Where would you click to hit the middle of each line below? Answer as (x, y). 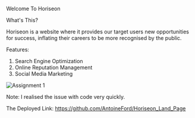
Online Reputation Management (54, 67)
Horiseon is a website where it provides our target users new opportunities (97, 32)
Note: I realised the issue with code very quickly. (66, 97)
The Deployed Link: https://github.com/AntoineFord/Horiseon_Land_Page (96, 108)
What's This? (22, 20)
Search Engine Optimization (49, 61)
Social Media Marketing (44, 74)
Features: (18, 49)
